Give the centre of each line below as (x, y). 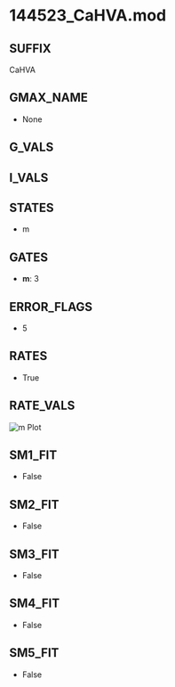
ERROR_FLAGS (51, 307)
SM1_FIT (33, 455)
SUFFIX (30, 49)
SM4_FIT (35, 604)
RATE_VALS (42, 406)
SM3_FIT (34, 554)
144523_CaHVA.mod (88, 16)
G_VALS (32, 147)
